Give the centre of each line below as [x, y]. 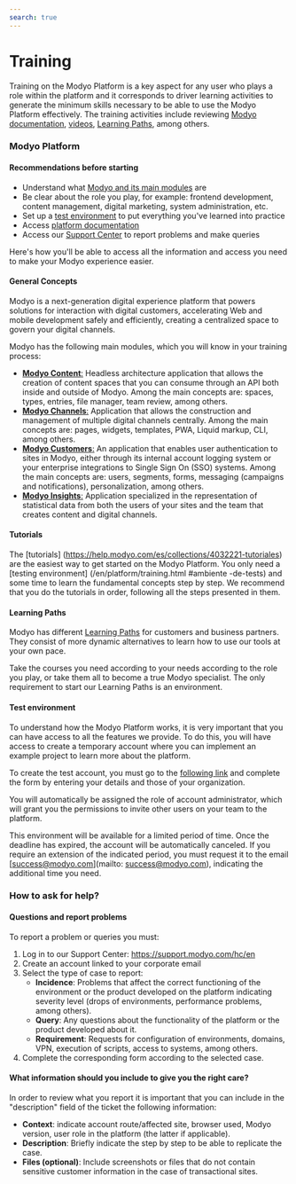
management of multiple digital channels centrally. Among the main [145, 420]
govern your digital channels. [62, 329]
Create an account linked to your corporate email [112, 963]
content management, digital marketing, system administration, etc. [145, 206]
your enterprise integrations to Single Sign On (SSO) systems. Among [149, 467]
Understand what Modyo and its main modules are [114, 187]
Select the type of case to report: [82, 973]
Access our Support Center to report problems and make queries [140, 234]
